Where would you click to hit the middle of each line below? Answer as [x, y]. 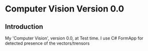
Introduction [24, 27]
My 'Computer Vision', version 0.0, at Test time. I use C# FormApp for [74, 38]
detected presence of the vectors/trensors [47, 43]
